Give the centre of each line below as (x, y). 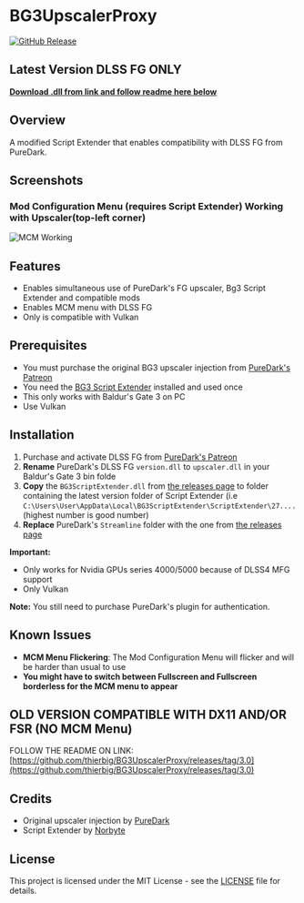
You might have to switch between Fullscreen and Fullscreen (140, 676)
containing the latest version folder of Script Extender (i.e (130, 495)
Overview (38, 121)
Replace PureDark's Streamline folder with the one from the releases (152, 524)
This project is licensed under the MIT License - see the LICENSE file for (145, 880)
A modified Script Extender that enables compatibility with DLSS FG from (147, 142)
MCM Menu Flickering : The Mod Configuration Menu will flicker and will (158, 657)
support (37, 579)
